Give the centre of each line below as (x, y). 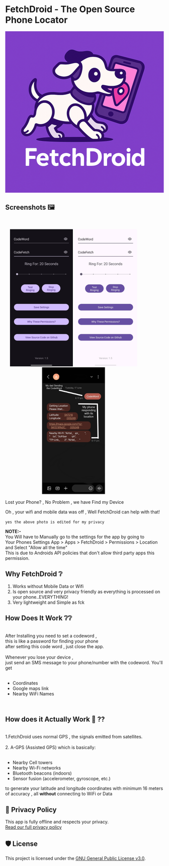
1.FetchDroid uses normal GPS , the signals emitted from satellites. (74, 737)
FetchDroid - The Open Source (70, 9)
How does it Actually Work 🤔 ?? (55, 719)
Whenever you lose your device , (39, 657)
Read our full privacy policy (33, 827)
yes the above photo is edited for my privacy (55, 522)
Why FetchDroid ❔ (34, 574)
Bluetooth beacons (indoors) (42, 773)
